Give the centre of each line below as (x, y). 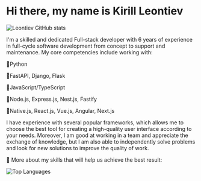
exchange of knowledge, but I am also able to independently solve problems (101, 141)
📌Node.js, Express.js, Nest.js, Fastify (52, 99)
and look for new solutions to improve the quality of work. (78, 148)
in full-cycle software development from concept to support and (86, 46)
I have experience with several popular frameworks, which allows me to (95, 122)
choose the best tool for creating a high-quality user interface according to (99, 129)
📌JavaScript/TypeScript (36, 87)
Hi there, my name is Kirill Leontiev (95, 11)
